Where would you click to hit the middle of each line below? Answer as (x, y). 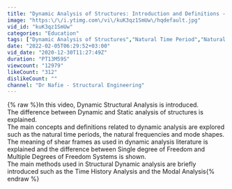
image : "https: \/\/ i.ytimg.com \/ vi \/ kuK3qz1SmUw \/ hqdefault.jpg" (104, 20)
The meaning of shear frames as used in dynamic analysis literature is (108, 142)
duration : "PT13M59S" (39, 59)
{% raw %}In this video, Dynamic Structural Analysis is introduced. (103, 105)
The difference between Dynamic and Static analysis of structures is (106, 112)
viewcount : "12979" (36, 66)
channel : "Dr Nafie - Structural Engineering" (76, 85)
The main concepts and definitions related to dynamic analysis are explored (116, 127)
